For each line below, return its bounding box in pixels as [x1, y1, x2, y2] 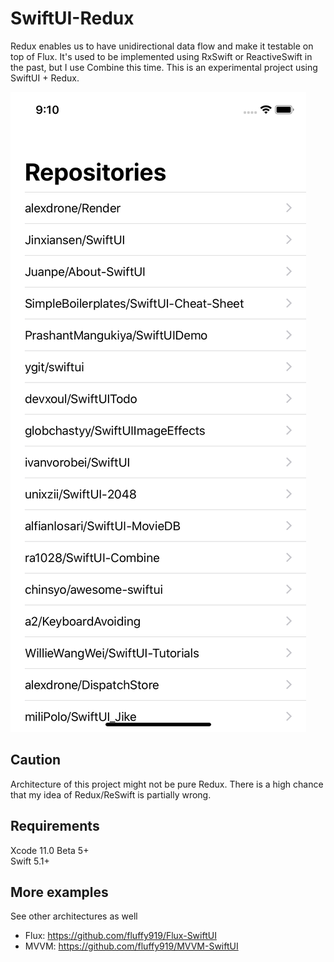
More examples [10, 883, 109, 901]
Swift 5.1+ [10, 855, 50, 867]
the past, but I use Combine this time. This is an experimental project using [10, 61, 318, 73]
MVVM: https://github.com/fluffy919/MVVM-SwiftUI [24, 940, 239, 952]
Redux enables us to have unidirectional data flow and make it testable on [10, 40, 314, 52]
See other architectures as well [10, 910, 138, 922]
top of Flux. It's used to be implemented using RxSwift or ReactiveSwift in [10, 50, 313, 62]
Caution [10, 752, 62, 769]
